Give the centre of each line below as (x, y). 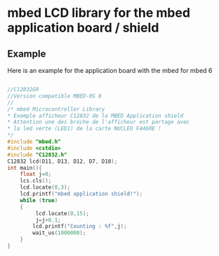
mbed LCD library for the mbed (99, 13)
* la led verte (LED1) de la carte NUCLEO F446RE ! (84, 129)
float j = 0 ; (36, 174)
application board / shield (83, 28)
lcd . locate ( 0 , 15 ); (62, 213)
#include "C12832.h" (38, 155)
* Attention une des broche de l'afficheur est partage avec (99, 122)
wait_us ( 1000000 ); (59, 233)
